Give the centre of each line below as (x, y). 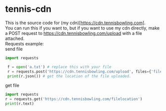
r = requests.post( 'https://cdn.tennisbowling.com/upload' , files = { (79, 72)
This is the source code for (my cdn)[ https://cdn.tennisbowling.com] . (75, 23)
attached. (15, 38)
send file (14, 49)
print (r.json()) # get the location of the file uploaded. (69, 76)
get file (12, 85)
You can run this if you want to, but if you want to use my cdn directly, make (82, 28)
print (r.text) (20, 104)
